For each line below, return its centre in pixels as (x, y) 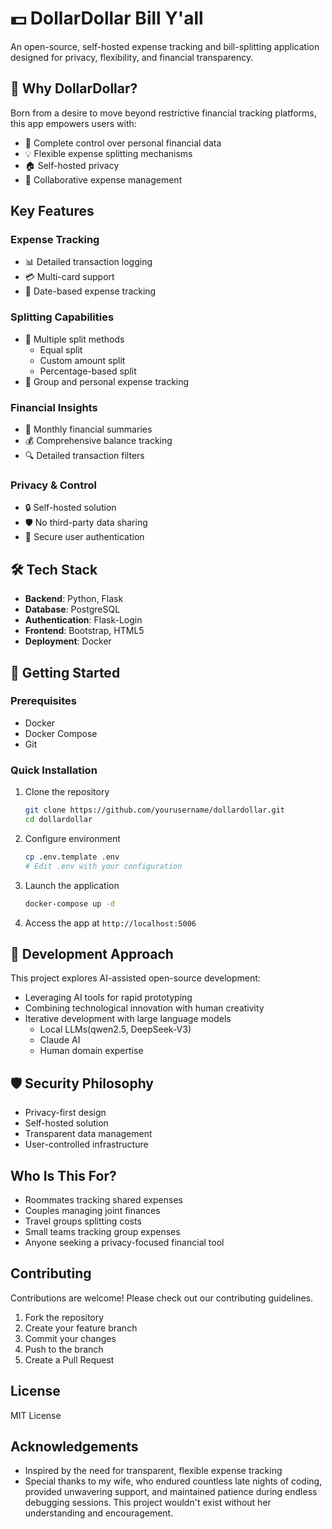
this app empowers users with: (73, 123)
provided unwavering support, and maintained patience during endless (171, 1492)
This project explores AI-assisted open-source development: (135, 978)
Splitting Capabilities (62, 317)
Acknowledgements (74, 1446)
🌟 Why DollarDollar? (74, 88)
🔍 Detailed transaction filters (84, 456)
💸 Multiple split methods (74, 339)
